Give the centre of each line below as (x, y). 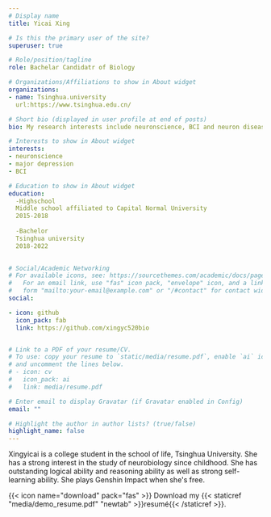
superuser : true (35, 45)
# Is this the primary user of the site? (79, 38)
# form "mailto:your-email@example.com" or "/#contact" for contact (129, 291)
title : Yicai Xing (39, 23)
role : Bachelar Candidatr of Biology (72, 68)
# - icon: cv (30, 372)
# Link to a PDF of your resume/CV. (70, 349)
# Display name (34, 16)
